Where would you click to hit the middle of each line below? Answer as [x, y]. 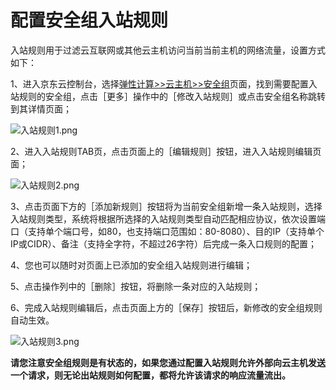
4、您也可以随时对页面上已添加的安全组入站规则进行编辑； [131, 265]
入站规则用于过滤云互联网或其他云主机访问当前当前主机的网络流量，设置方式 [168, 50]
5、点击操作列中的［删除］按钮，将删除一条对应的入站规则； [136, 286]
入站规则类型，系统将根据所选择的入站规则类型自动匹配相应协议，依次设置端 [168, 218]
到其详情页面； [41, 108]
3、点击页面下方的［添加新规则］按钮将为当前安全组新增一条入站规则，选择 [166, 206]
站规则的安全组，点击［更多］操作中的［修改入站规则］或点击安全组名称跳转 [168, 96]
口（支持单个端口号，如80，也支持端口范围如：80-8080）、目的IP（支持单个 [167, 231]
